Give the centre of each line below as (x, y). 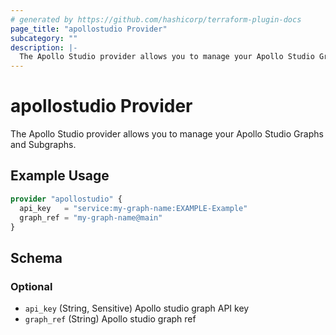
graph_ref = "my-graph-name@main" (91, 217)
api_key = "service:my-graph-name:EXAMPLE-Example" (133, 208)
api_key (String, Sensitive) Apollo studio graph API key (137, 308)
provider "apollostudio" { (66, 199)
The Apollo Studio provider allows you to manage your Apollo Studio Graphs (167, 134)
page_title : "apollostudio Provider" (89, 29)
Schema (36, 257)
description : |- (44, 47)
